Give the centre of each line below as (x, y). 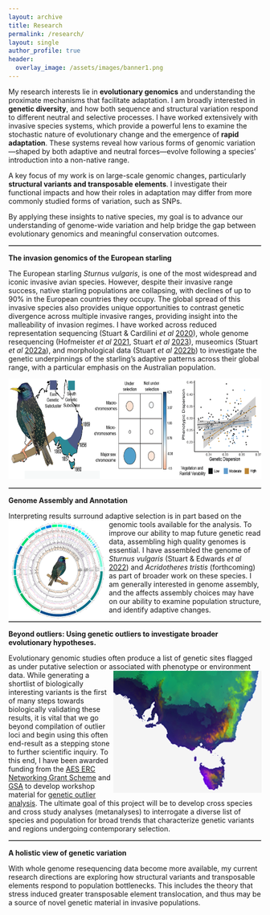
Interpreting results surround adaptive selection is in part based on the (125, 516)
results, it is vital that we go (53, 717)
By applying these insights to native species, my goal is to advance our (126, 216)
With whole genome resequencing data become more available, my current (133, 868)
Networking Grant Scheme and (59, 777)
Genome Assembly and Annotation (68, 500)
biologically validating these (54, 709)
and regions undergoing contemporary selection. (89, 828)
